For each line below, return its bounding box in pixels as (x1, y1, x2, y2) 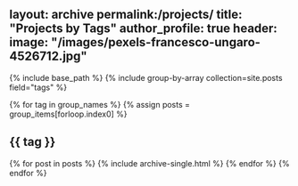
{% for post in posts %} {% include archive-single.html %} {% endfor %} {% (9, 158, 290, 168)
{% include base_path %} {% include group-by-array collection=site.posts (9, 72, 283, 83)
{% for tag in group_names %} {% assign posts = (9, 99, 190, 109)
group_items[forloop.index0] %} (9, 109, 128, 119)
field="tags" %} (9, 82, 68, 93)
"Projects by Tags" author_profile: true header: (9, 21, 278, 36)
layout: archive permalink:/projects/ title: (9, 7, 243, 22)
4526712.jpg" (9, 49, 87, 64)
